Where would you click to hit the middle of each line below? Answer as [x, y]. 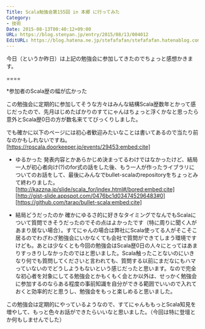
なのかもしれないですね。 [38, 140]
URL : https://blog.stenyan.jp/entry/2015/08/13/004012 [77, 35]
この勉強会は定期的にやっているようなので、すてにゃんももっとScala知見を [101, 304]
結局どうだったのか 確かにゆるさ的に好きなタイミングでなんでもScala [103, 215]
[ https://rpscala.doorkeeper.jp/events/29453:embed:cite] [78, 147]
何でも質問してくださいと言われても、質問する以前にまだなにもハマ [111, 261]
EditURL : [17, 40]
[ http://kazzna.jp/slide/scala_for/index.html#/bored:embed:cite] [95, 189]
